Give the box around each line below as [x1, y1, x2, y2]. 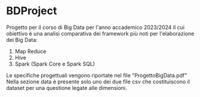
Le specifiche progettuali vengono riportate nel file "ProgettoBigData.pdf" [6, 72, 187, 79]
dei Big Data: [6, 36, 38, 43]
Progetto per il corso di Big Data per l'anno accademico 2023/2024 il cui [6, 24, 185, 31]
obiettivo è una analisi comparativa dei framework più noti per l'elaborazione [6, 30, 195, 37]
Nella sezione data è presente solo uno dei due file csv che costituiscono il [6, 78, 190, 85]
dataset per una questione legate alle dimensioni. [6, 84, 127, 91]
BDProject [6, 4, 57, 18]
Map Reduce [14, 47, 47, 54]
